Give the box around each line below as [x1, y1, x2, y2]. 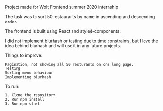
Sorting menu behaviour [5, 70, 54, 75]
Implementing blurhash [5, 75, 51, 80]
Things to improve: [5, 52, 43, 58]
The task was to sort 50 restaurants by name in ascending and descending [5, 14, 155, 19]
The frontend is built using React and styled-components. [5, 28, 121, 34]
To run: [5, 83, 19, 89]
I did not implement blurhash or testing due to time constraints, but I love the [5, 38, 158, 44]
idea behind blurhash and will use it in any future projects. [5, 43, 121, 48]
